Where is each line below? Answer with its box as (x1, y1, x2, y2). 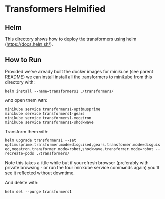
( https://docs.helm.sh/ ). (5, 41, 53, 47)
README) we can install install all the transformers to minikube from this (5, 74, 152, 80)
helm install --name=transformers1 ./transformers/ (5, 89, 114, 94)
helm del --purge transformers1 (5, 189, 72, 194)
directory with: (5, 79, 35, 85)
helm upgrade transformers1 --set (5, 138, 77, 143)
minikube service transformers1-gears (5, 111, 85, 116)
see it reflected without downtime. (5, 170, 75, 176)
